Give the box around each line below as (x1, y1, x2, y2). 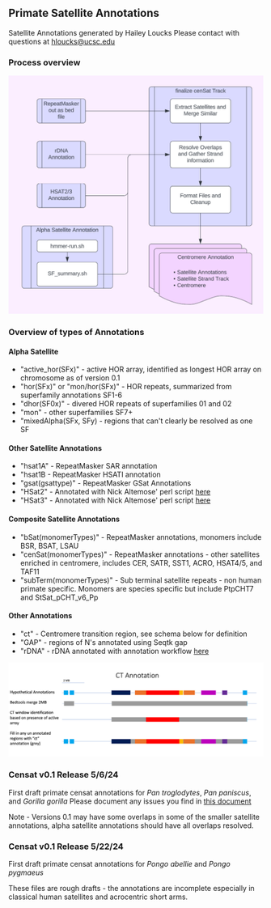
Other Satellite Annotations (8, 443, 103, 452)
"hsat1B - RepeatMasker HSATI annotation (19, 469, 162, 480)
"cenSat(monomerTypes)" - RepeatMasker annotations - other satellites (19, 549, 260, 559)
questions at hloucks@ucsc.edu (8, 36, 116, 46)
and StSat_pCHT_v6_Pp (19, 592, 99, 602)
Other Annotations (8, 611, 73, 621)
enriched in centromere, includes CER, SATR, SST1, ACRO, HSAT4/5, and (19, 558, 263, 567)
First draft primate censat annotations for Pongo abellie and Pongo (8, 859, 231, 868)
